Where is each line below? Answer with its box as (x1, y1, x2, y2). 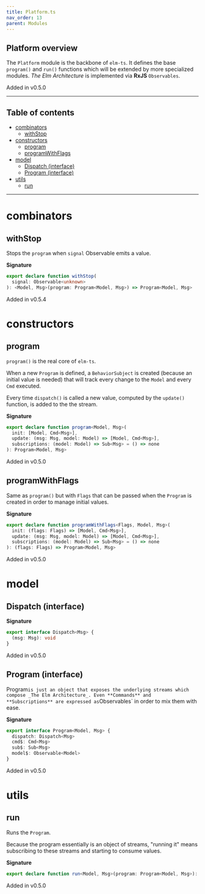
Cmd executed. (6, 382, 41, 390)
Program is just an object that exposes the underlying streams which (6, 685, 189, 693)
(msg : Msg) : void (12, 635, 56, 641)
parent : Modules (6, 20, 48, 26)
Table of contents (6, 107, 74, 118)
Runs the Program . (6, 829, 51, 836)
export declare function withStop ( (6, 273, 97, 279)
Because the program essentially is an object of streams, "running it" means (6, 840, 198, 848)
